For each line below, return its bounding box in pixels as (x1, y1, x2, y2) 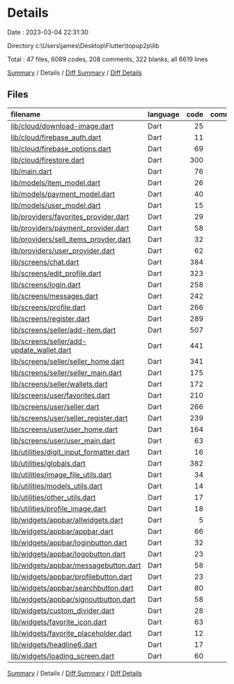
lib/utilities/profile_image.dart (10, 503, 107, 513)
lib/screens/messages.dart (10, 291, 99, 301)
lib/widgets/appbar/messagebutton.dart (10, 560, 141, 570)
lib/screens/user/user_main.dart (10, 436, 116, 446)
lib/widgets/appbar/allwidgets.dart (10, 515, 124, 524)
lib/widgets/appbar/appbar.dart (10, 526, 114, 536)
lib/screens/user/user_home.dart (10, 424, 118, 434)
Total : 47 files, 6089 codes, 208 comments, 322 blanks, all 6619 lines (7, 54, 208, 63)
